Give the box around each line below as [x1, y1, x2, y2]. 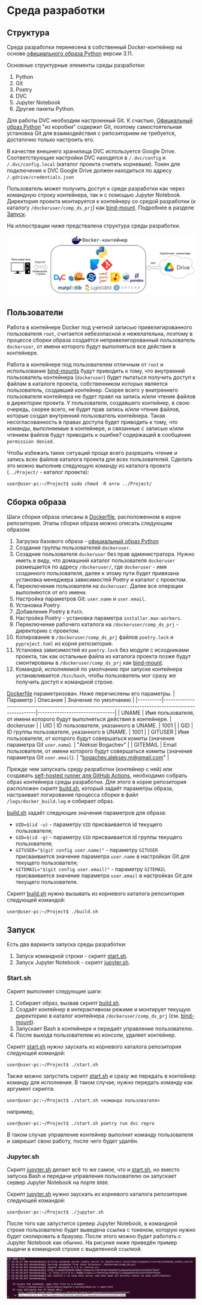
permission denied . [7, 437, 55, 445]
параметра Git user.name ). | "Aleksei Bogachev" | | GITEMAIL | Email [7, 741, 177, 748]
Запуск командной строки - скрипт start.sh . [15, 952, 128, 960]
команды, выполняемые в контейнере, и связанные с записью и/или [7, 425, 184, 432]
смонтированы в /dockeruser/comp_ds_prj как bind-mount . [15, 659, 164, 666]
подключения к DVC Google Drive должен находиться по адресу [7, 167, 172, 174]
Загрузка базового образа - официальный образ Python [15, 537, 159, 545]
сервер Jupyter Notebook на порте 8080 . [7, 1179, 110, 1186]
